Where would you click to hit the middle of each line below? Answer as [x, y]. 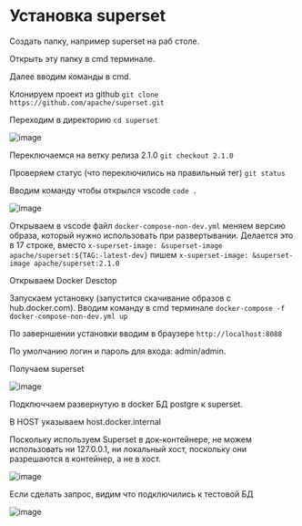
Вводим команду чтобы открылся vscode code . [103, 190]
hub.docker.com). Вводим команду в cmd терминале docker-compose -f [147, 307]
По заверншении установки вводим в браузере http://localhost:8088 [146, 333]
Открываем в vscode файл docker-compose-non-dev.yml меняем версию [148, 225]
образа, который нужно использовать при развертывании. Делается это [151, 235]
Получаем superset [47, 368]
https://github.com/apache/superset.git [87, 103]
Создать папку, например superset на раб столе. [105, 41]
